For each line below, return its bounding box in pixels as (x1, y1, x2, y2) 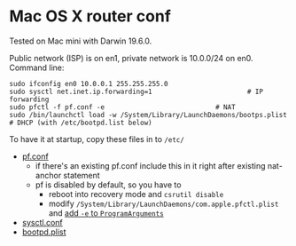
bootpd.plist (21, 226, 66, 237)
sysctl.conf (21, 217, 64, 227)
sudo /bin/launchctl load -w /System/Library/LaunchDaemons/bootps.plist (9, 110, 288, 119)
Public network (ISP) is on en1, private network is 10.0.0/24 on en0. (9, 52, 254, 63)
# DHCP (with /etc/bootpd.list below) (9, 118, 152, 127)
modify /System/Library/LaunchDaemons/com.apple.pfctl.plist (48, 198, 279, 209)
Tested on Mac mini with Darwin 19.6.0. (9, 36, 152, 46)
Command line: (9, 62, 65, 73)
